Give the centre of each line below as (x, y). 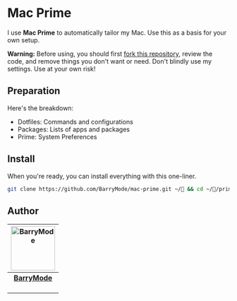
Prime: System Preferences (57, 136)
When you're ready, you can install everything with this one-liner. (102, 176)
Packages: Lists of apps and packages (74, 129)
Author (23, 211)
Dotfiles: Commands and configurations (75, 122)
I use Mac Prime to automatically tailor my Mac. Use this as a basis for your (117, 33)
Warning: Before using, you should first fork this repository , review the (110, 54)
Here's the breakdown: (41, 108)
